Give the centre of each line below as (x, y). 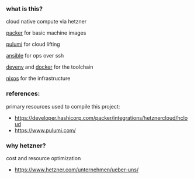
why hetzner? (26, 146)
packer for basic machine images (46, 33)
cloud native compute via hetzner (46, 22)
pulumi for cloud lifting (33, 44)
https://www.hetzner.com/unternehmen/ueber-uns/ (77, 170)
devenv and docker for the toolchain (50, 67)
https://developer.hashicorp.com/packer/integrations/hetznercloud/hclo (101, 118)
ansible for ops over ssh (35, 56)
